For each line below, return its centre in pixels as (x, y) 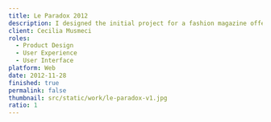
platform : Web (32, 68)
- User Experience (47, 53)
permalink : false (38, 90)
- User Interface (45, 61)
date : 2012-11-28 (38, 75)
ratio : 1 (23, 105)
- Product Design (45, 46)
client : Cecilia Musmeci (50, 31)
